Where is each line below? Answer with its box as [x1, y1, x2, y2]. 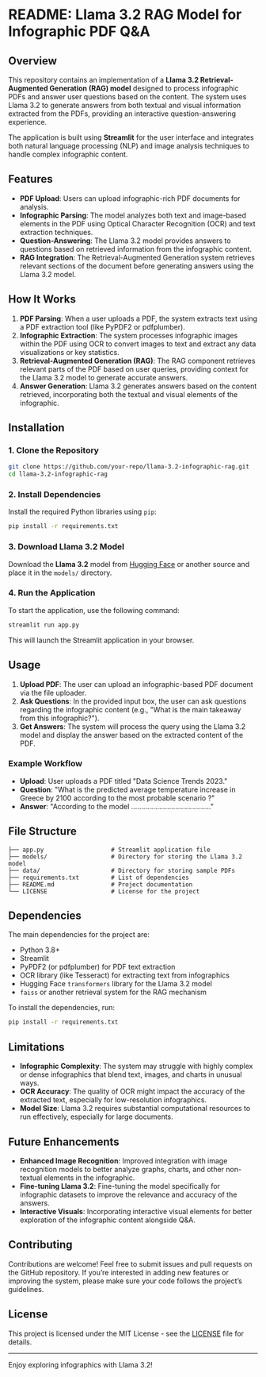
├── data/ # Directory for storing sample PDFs [8, 866, 236, 874]
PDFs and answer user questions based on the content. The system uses [8, 92, 247, 101]
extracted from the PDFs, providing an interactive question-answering [8, 109, 236, 118]
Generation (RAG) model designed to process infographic [49, 83, 239, 93]
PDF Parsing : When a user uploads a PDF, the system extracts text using [19, 314, 258, 323]
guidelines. [8, 1284, 44, 1294]
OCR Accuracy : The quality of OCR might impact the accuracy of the [19, 1086, 245, 1097]
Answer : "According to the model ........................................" [19, 801, 214, 811]
